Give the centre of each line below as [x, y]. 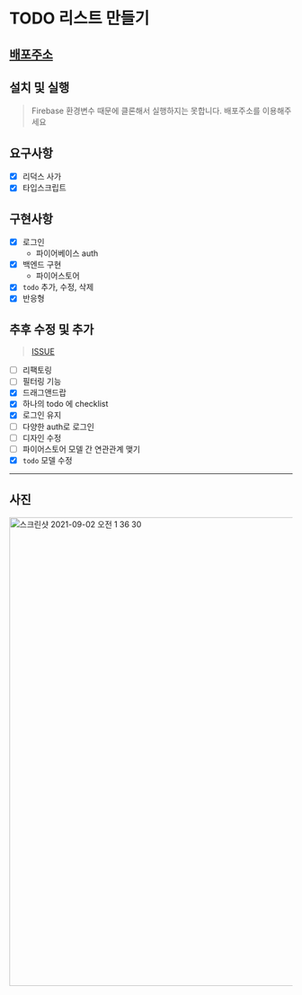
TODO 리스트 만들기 [80, 18]
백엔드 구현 [42, 265]
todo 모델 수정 [47, 460]
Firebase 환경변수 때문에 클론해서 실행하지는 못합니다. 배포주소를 [146, 111]
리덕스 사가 [42, 177]
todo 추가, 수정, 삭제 [58, 287]
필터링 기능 [42, 382]
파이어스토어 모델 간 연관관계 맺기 [81, 449]
